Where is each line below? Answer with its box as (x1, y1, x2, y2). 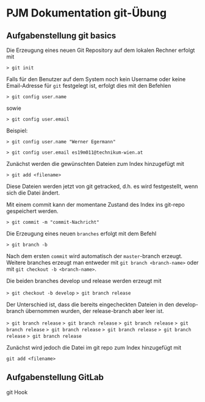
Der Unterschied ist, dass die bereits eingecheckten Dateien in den (6, 301, 174, 308)
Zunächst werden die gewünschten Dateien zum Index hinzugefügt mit (6, 160, 184, 167)
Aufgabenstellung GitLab (6, 372, 104, 382)
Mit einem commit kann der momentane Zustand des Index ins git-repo (6, 201, 185, 208)
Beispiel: (6, 127, 28, 134)
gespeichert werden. (6, 207, 59, 215)
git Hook (6, 388, 28, 396)
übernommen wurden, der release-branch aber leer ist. (25, 307, 164, 314)
